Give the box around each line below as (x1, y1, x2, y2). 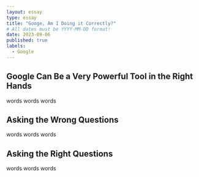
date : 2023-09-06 (6, 32, 51, 38)
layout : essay (6, 9, 43, 15)
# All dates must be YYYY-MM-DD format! (6, 26, 111, 32)
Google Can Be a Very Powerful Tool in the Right (6, 71, 193, 82)
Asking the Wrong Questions (6, 114, 119, 125)
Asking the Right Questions (6, 148, 113, 159)
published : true (6, 37, 48, 43)
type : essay (6, 15, 37, 21)
